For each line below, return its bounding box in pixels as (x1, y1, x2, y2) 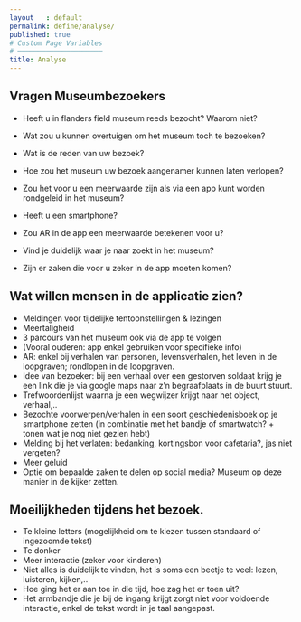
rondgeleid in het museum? (22, 192, 125, 203)
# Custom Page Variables (9, 38, 103, 48)
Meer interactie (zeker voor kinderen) (22, 555, 163, 566)
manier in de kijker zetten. (22, 476, 119, 486)
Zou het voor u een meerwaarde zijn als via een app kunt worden (22, 183, 265, 193)
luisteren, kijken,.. (22, 574, 89, 585)
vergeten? (22, 447, 61, 457)
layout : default (9, 13, 83, 23)
